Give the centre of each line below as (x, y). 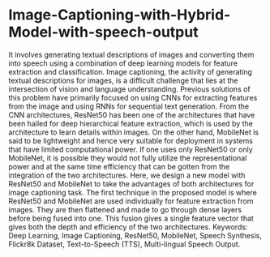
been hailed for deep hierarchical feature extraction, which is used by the (131, 123)
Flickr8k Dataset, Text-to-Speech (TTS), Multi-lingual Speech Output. (124, 244)
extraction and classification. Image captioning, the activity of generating (131, 71)
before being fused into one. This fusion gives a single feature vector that (131, 218)
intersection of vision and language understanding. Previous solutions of (130, 89)
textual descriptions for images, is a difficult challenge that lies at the (123, 80)
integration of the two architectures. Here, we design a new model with (127, 175)
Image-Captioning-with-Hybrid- (120, 15)
